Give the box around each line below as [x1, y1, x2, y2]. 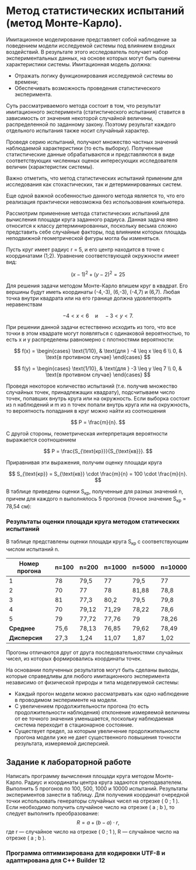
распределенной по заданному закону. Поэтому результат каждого [6, 121, 176, 128]
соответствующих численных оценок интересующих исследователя [6, 157, 178, 164]
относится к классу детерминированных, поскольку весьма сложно [6, 222, 177, 229]
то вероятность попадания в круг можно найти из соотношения [6, 407, 166, 414]
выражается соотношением [6, 436, 76, 443]
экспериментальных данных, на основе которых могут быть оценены [6, 54, 181, 61]
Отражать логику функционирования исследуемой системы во [14, 72, 173, 79]
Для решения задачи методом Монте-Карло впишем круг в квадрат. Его [6, 282, 188, 289]
